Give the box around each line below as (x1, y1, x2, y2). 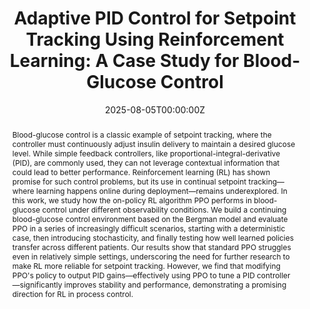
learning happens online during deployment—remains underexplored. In (36, 185, 288, 196)
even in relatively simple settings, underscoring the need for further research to (11, 251, 290, 262)
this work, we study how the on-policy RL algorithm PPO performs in (11, 195, 252, 206)
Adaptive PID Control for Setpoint (13, 7, 297, 30)
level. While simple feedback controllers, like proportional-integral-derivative (11, 148, 281, 159)
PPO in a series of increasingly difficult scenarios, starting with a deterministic (11, 223, 286, 234)
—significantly (11, 279, 63, 290)
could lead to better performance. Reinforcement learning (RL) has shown (11, 167, 271, 177)
